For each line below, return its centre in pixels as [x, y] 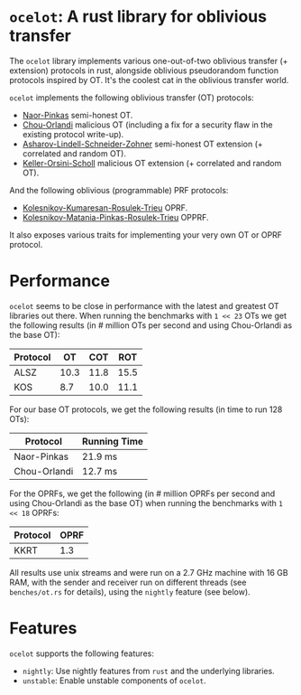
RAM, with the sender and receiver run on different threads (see [128, 582]
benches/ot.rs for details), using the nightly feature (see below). [130, 592]
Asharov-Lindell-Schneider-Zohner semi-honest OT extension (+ [142, 144]
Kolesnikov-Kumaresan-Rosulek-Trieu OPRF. [105, 207]
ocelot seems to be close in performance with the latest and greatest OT [144, 305]
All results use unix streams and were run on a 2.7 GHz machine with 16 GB [149, 572]
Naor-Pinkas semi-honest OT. [78, 115]
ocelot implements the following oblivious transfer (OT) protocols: [132, 98]
